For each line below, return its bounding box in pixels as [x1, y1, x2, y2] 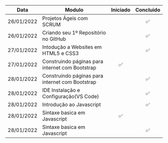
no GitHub [42, 35, 66, 42]
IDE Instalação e [42, 87, 80, 93]
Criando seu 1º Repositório [42, 29, 106, 36]
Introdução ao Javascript [42, 101, 101, 108]
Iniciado [110, 6, 131, 13]
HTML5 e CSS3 [42, 50, 79, 56]
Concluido [135, 6, 160, 13]
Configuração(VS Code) [42, 93, 99, 99]
